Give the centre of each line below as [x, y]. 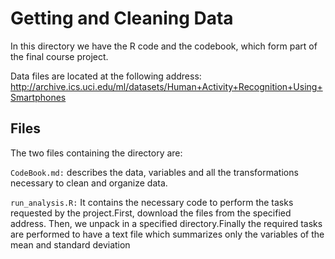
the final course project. [59, 56]
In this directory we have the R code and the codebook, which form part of [164, 46]
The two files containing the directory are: [96, 153]
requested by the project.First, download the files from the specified [151, 213]
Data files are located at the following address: [106, 76]
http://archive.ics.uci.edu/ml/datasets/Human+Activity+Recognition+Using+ [166, 86]
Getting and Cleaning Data [122, 18]
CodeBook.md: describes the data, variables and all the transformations [154, 172]
